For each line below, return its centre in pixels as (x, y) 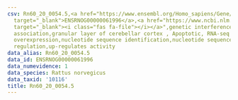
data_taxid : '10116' (38, 79)
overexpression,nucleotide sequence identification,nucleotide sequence (123, 40)
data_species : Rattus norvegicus (57, 73)
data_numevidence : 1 (38, 66)
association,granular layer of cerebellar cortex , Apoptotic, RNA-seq (122, 33)
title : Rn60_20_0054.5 (41, 86)
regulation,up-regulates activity (64, 46)
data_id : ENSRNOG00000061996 (50, 60)
